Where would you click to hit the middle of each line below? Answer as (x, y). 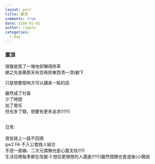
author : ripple (21, 28)
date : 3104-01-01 (23, 23)
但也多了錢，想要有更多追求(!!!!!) (38, 112)
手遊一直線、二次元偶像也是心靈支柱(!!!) (45, 151)
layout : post (18, 10)
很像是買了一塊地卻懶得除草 (33, 66)
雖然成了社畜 (18, 93)
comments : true (21, 19)
